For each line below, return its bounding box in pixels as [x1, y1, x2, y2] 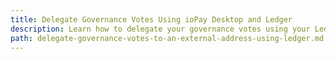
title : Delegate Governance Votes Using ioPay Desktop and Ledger [10, 14, 293, 25]
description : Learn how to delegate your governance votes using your [10, 24, 311, 34]
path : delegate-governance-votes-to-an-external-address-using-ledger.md [10, 33, 325, 43]
